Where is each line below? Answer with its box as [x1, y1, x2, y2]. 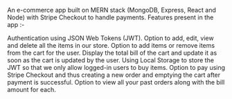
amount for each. [7, 86, 57, 93]
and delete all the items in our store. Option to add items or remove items [7, 42, 215, 49]
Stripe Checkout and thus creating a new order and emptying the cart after [7, 71, 221, 79]
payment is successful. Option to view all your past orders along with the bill [7, 78, 225, 86]
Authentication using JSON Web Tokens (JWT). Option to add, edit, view [7, 34, 214, 42]
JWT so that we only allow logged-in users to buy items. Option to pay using [7, 64, 226, 71]
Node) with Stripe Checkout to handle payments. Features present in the [7, 13, 214, 21]
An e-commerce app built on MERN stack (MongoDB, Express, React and [7, 6, 217, 14]
